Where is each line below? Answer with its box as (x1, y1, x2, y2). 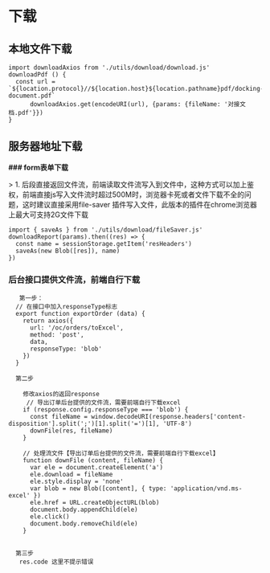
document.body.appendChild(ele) (29, 505, 138, 514)
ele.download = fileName (29, 471, 113, 479)
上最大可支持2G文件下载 (8, 210, 88, 219)
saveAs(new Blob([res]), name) (15, 247, 121, 255)
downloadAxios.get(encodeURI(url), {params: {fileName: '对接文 (29, 100, 247, 108)
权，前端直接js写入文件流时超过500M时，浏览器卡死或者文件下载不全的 (8, 190, 245, 199)
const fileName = (29, 413, 88, 421)
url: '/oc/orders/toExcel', (29, 324, 125, 332)
